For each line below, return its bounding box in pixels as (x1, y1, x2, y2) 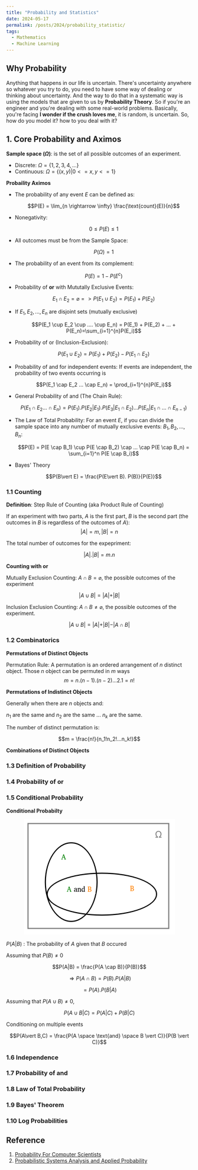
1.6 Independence (6, 1053, 59, 1061)
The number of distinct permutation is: (6, 724, 100, 731)
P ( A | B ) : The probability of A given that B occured (6, 940, 127, 947)
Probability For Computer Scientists (14, 1151, 102, 1158)
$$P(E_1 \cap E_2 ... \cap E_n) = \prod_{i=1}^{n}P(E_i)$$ (35, 381, 171, 388)
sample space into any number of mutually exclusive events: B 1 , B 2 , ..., (14, 423, 185, 432)
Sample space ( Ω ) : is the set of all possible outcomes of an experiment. (6, 150, 181, 157)
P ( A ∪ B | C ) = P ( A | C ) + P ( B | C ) (63, 1009, 135, 1016)
